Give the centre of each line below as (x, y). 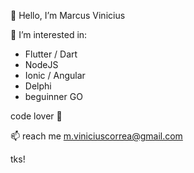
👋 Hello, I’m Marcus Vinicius (68, 15)
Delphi (38, 86)
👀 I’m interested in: (49, 34)
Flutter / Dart (51, 54)
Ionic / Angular (55, 75)
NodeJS (41, 64)
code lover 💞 (36, 116)
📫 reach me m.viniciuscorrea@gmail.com (96, 136)
